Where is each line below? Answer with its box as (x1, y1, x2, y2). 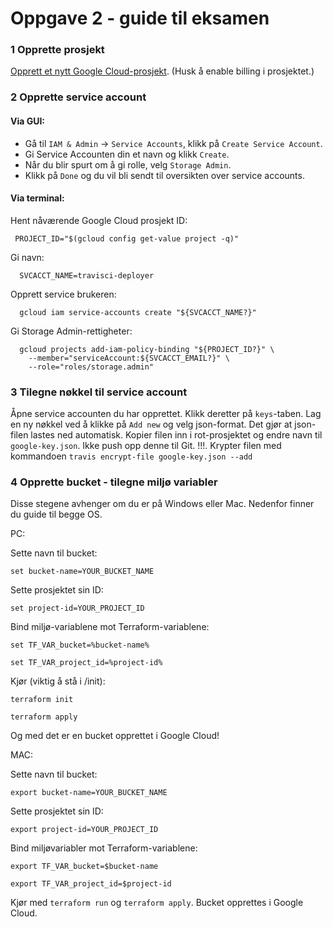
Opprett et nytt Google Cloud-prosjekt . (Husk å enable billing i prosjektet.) (10, 65, 315, 77)
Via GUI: (10, 115, 46, 127)
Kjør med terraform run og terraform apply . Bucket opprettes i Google (10, 897, 304, 909)
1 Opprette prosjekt (10, 43, 105, 57)
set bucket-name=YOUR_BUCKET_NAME (10, 567, 155, 577)
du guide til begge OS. (10, 508, 103, 521)
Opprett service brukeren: (10, 288, 117, 300)
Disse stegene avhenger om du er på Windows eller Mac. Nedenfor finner (10, 498, 315, 510)
